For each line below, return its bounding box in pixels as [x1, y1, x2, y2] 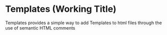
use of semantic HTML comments [5, 25, 75, 31]
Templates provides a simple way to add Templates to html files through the [5, 20, 162, 26]
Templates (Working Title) [5, 3, 117, 15]
